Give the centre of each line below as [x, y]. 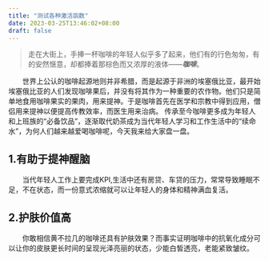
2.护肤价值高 [40, 217]
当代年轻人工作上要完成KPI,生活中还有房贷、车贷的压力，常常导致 [131, 180]
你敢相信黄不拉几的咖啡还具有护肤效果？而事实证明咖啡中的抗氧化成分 [138, 238]
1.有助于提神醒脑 [49, 159]
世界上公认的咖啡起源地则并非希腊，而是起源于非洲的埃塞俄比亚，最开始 [142, 82]
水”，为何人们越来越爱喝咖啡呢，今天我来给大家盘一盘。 [101, 131]
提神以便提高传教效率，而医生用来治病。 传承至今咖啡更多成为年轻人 [143, 111]
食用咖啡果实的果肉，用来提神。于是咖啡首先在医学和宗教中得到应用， [138, 102]
